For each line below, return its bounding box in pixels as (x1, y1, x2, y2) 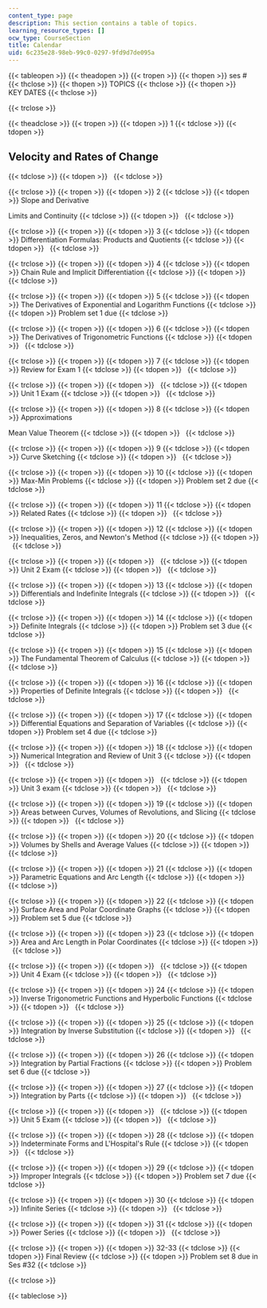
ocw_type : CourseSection (8, 34, 91, 42)
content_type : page (8, 11, 73, 20)
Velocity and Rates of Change (8, 150, 159, 164)
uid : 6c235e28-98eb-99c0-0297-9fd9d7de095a (8, 49, 155, 57)
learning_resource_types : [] (8, 26, 105, 34)
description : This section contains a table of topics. (8, 19, 198, 27)
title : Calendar (8, 42, 62, 50)
